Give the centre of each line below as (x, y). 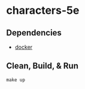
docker (24, 47)
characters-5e (43, 11)
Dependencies (34, 33)
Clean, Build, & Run (42, 66)
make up (16, 80)
